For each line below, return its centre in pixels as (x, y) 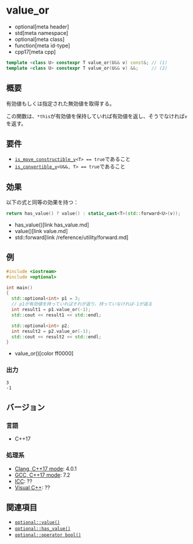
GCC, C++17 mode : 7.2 (42, 475)
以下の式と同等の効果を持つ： (42, 202)
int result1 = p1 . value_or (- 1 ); (51, 310)
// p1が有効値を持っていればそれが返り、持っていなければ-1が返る (82, 304)
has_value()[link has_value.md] (52, 225)
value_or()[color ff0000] (44, 354)
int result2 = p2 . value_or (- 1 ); (51, 331)
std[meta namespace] (41, 33)
